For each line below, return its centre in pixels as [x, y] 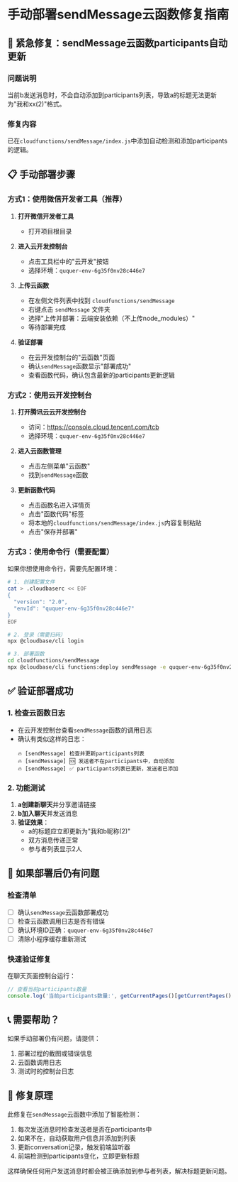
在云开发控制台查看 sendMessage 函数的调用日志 [85, 730]
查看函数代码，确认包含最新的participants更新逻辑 [101, 375]
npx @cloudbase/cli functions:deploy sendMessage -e [87, 667]
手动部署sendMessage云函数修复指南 [118, 15]
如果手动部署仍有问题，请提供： [54, 1038]
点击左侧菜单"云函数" [59, 466]
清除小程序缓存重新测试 [52, 939]
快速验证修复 [29, 959]
